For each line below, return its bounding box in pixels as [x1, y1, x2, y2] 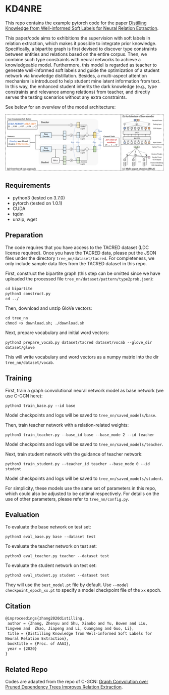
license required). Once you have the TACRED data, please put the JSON [5, 250, 156, 256]
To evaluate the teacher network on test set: [5, 543, 97, 549]
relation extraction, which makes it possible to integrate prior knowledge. [5, 40, 157, 46]
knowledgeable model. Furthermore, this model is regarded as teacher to [5, 62, 157, 68]
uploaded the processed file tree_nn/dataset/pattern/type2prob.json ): [5, 275, 154, 281]
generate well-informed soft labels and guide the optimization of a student [5, 67, 160, 73]
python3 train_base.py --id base [5, 403, 76, 408]
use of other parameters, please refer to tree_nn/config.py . [5, 496, 130, 502]
